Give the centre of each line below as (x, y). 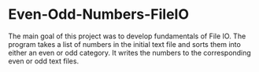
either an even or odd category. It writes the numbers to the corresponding (130, 52)
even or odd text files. (44, 61)
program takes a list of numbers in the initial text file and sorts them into (125, 44)
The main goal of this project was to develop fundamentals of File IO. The (127, 36)
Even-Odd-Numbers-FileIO (99, 14)
